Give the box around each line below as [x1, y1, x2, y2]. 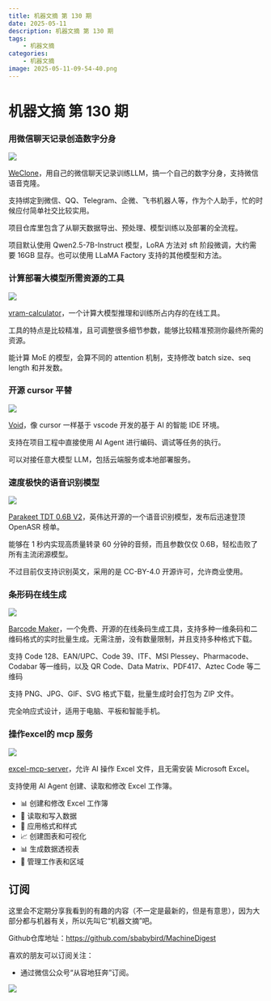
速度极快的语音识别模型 [8, 476, 100, 488]
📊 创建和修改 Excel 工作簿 [19, 798, 108, 808]
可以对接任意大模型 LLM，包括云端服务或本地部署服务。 [8, 454, 196, 464]
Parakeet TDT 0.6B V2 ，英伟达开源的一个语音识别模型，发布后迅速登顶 [8, 512, 245, 522]
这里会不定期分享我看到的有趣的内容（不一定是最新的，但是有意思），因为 [8, 905, 253, 915]
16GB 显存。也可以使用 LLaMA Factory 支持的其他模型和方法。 [17, 251, 227, 260]
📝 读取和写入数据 [19, 810, 77, 820]
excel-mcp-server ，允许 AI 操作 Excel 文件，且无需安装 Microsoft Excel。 [8, 763, 254, 773]
